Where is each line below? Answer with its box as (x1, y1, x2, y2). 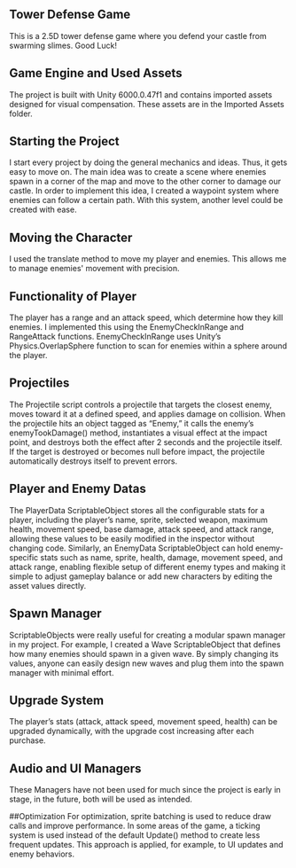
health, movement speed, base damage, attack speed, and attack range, (9, 523, 275, 535)
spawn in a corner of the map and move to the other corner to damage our (9, 176, 282, 187)
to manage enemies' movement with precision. (9, 263, 180, 274)
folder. (9, 108, 33, 119)
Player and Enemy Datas (9, 481, 146, 497)
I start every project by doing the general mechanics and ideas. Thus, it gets (9, 157, 288, 168)
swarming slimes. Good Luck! (9, 40, 118, 51)
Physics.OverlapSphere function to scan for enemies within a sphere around (9, 340, 288, 351)
